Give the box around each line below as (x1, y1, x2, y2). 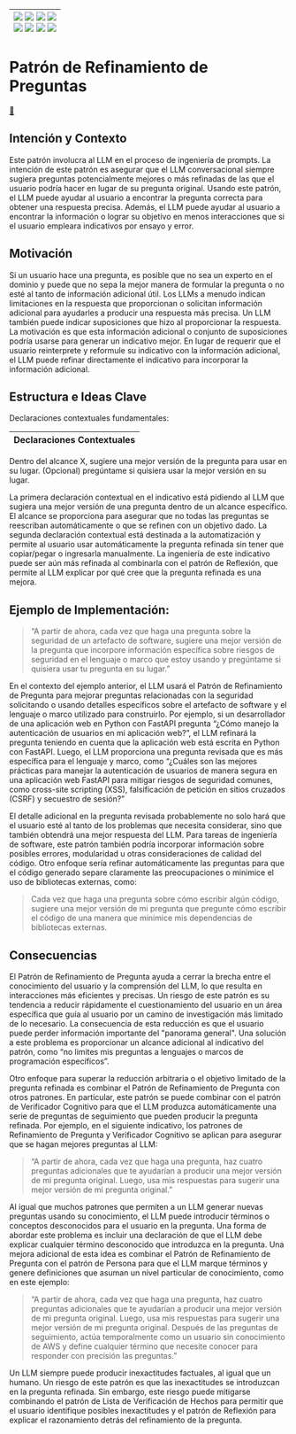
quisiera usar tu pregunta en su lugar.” (30, 663, 171, 674)
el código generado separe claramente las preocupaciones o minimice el (9, 867, 274, 878)
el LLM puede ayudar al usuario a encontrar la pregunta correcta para (9, 192, 263, 203)
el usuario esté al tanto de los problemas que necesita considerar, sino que (9, 820, 283, 831)
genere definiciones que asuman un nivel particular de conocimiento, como (9, 1267, 285, 1278)
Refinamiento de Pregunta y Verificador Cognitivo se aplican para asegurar (9, 1129, 283, 1140)
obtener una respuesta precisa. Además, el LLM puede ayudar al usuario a (9, 201, 281, 212)
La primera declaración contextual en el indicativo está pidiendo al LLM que (9, 492, 285, 503)
